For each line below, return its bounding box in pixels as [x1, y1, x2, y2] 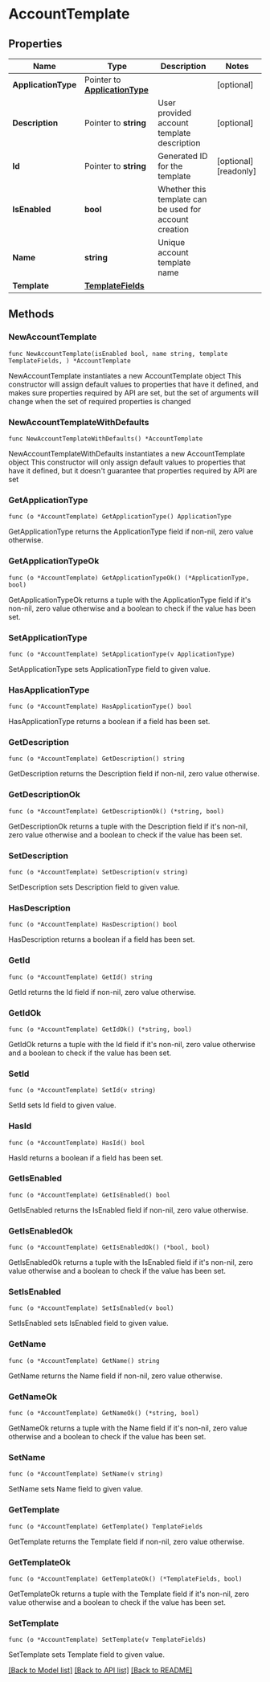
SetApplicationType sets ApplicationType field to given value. [8, 664, 211, 673]
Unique [157, 237, 186, 248]
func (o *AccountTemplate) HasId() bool [8, 1139, 146, 1147]
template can [157, 194, 207, 205]
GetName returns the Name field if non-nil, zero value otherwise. [8, 1371, 223, 1381]
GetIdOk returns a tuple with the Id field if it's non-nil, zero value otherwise [8, 1039, 256, 1049]
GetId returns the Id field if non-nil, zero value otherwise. [8, 987, 197, 997]
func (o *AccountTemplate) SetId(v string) [8, 1087, 157, 1095]
